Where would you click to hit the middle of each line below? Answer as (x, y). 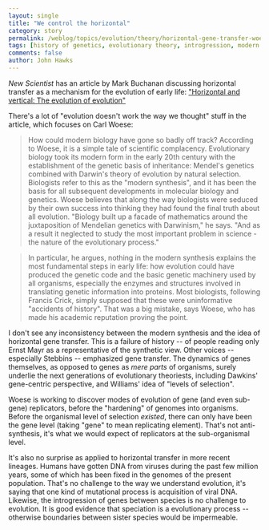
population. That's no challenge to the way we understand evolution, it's (127, 483)
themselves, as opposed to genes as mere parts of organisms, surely (122, 366)
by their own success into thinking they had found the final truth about (144, 208)
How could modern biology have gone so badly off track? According (141, 140)
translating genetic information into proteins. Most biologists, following (144, 291)
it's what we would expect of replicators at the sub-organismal (147, 433)
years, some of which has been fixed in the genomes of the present (120, 475)
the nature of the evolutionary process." (94, 242)
